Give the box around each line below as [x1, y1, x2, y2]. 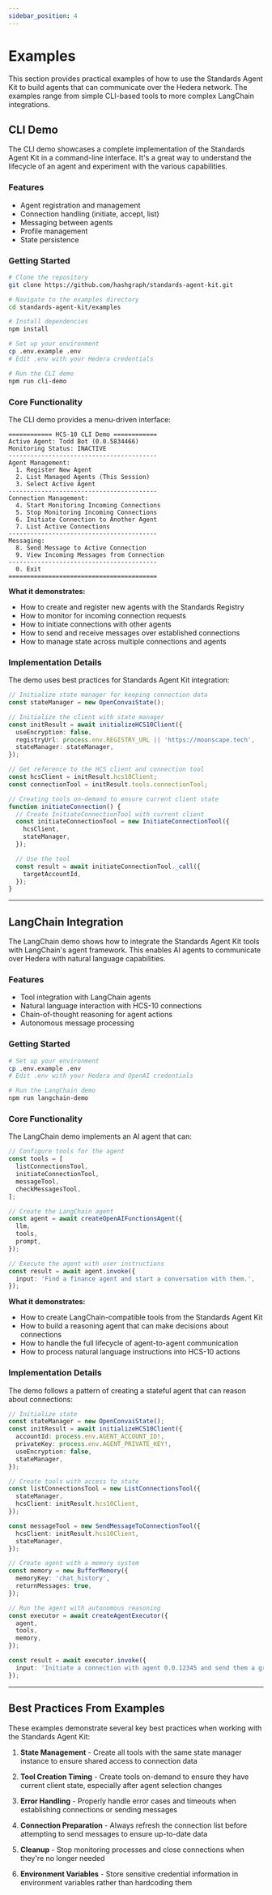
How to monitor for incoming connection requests [19, 610, 186, 620]
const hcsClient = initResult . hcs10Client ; [8, 773, 158, 781]
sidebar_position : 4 [8, 11, 79, 20]
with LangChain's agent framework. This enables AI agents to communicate [8, 945, 261, 955]
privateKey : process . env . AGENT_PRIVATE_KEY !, [15, 1440, 172, 1448]
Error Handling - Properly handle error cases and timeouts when [19, 1796, 236, 1806]
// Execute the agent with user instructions [8, 1260, 164, 1268]
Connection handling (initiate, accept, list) [19, 208, 159, 219]
